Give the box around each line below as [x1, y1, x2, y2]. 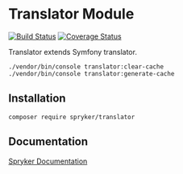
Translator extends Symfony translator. [8, 47, 137, 56]
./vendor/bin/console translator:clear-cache [8, 62, 164, 71]
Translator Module [8, 5, 135, 23]
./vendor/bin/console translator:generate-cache [8, 69, 175, 77]
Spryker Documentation [8, 156, 88, 166]
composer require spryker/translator [8, 113, 135, 121]
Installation [8, 92, 66, 106]
